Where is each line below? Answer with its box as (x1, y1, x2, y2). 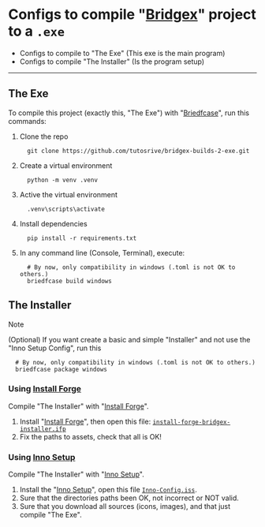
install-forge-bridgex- (152, 418, 231, 426)
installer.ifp (19, 424, 66, 433)
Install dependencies (19, 219, 88, 228)
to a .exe (8, 22, 65, 40)
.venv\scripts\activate (27, 205, 105, 213)
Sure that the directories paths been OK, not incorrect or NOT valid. (19, 493, 239, 503)
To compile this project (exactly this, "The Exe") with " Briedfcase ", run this (8, 108, 250, 118)
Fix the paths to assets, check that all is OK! (19, 432, 162, 441)
